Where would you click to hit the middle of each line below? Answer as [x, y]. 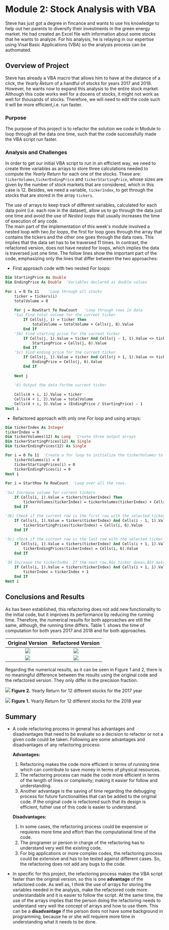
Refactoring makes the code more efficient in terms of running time [90, 764]
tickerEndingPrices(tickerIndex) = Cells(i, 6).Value [81, 549]
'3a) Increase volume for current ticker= [50, 493]
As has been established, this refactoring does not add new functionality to [83, 609]
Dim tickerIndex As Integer [35, 427]
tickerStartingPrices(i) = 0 [45, 464]
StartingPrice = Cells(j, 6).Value [69, 343]
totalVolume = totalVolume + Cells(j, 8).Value [83, 325]
